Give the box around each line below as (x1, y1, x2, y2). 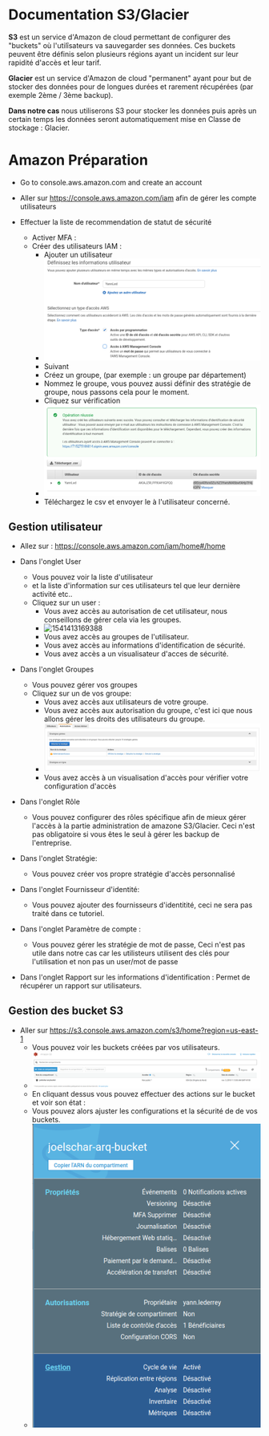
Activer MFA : (31, 233, 77, 242)
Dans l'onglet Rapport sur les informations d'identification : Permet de (19, 972, 251, 982)
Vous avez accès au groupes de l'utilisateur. (43, 632, 190, 642)
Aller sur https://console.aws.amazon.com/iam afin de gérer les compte (19, 193, 257, 202)
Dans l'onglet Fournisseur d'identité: (19, 884, 140, 894)
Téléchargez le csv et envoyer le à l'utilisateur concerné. (43, 497, 231, 506)
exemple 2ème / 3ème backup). (8, 90, 114, 99)
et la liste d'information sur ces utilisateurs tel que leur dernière (31, 581, 241, 590)
